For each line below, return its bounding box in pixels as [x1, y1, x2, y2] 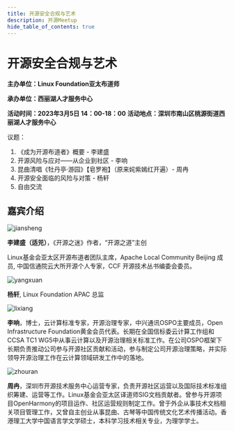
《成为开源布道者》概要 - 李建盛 [17, 148, 110, 156]
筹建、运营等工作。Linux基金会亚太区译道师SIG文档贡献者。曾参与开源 [13, 391, 216, 399]
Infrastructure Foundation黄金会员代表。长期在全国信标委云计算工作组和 [7, 327, 214, 335]
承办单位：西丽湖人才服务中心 [7, 95, 93, 103]
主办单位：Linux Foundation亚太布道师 [7, 80, 120, 88]
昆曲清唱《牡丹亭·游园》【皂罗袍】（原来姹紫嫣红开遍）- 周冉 [17, 165, 189, 174]
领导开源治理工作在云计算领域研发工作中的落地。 [7, 354, 148, 362]
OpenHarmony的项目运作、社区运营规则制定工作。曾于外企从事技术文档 [13, 399, 221, 408]
